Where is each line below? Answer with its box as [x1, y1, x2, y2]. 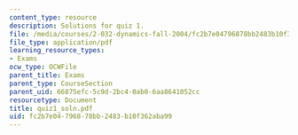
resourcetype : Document [9, 95, 98, 105]
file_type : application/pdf [9, 37, 114, 47]
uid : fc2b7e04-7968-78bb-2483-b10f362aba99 [9, 112, 173, 121]
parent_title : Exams [9, 71, 86, 80]
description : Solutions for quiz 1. [9, 21, 145, 30]
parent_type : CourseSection [9, 79, 114, 88]
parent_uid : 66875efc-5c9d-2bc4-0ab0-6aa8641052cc [9, 87, 200, 96]
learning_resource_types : [9, 46, 105, 55]
